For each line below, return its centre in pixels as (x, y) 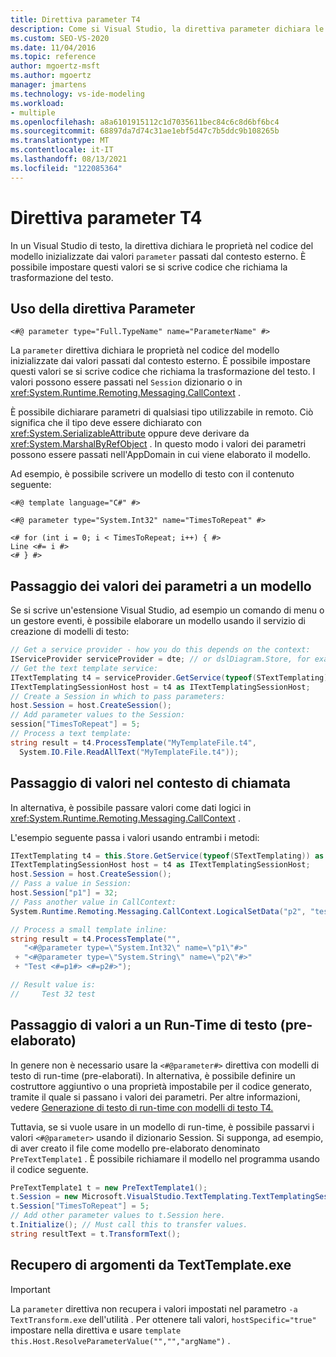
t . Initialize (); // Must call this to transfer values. (129, 1225)
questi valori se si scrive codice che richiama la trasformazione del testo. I (163, 372)
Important (30, 1289)
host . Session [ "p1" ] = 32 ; (64, 893)
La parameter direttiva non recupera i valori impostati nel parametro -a (154, 1308)
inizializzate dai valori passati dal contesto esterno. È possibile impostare (160, 361)
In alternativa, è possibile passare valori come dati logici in (131, 807)
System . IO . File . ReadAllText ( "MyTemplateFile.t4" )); (129, 752)
